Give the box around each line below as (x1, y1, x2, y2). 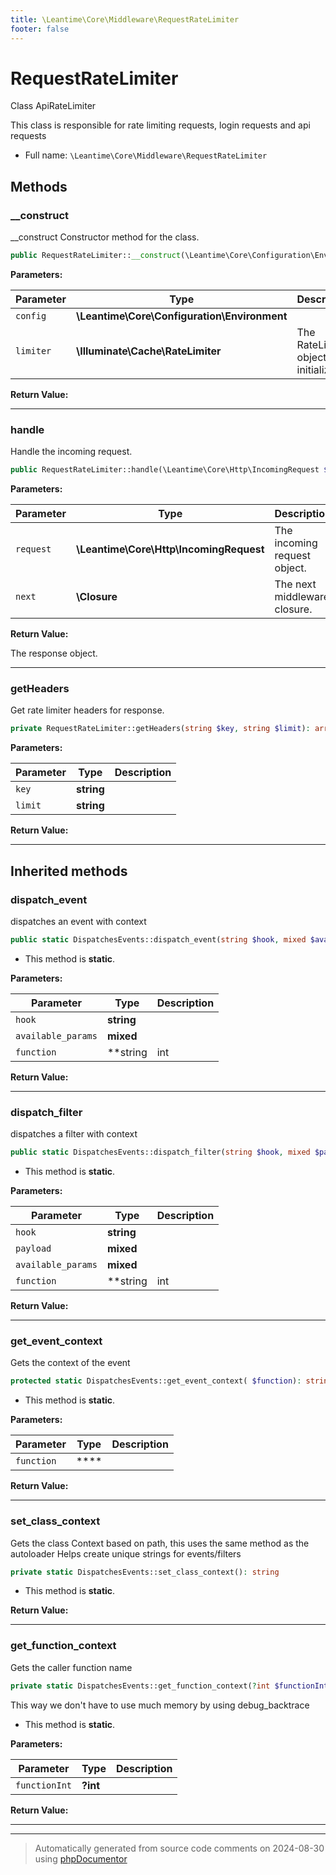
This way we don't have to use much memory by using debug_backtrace (10, 1699, 310, 1711)
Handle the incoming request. (10, 446, 133, 458)
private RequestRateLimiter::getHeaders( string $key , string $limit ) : (10, 724, 311, 734)
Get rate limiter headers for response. (10, 704, 165, 716)
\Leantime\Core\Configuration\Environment (75, 309, 288, 323)
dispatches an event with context (10, 916, 147, 928)
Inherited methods (10, 862, 128, 880)
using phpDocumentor (34, 1852, 128, 1865)
